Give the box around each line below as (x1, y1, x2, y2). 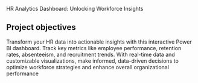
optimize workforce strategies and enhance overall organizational (6, 63, 169, 70)
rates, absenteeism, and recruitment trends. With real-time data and (6, 51, 175, 58)
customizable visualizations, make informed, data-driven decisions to (6, 57, 179, 64)
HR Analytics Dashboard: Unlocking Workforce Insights (6, 5, 144, 12)
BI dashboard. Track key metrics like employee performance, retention (6, 44, 182, 51)
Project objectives (6, 22, 77, 32)
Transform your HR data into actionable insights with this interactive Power (6, 38, 192, 45)
